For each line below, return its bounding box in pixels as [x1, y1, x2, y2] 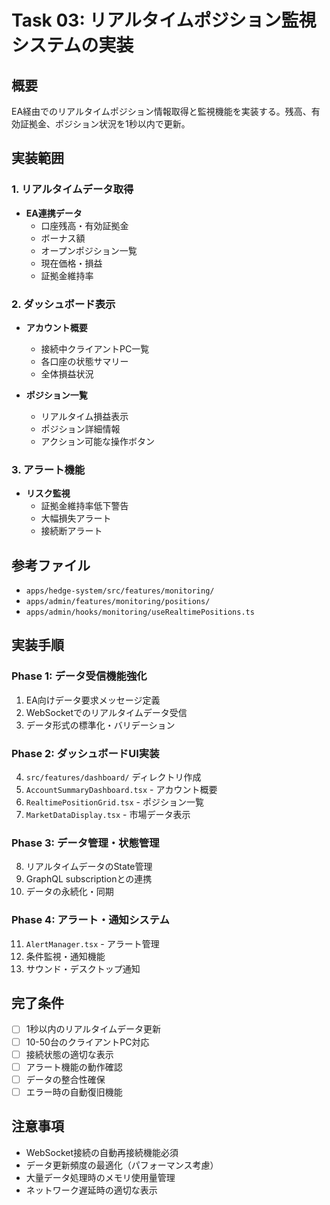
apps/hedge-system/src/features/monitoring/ [25, 586, 215, 596]
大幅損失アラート [40, 512, 112, 525]
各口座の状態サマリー [40, 355, 129, 367]
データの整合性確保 [25, 1073, 106, 1085]
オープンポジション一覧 [40, 244, 138, 256]
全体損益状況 [40, 367, 94, 380]
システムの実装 [11, 34, 134, 57]
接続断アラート [40, 525, 103, 537]
